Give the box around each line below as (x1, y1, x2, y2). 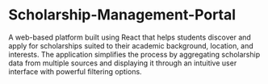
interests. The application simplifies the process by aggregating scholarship (8, 49, 261, 59)
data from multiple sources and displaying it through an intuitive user (8, 58, 237, 68)
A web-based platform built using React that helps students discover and (8, 32, 252, 42)
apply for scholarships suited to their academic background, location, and (8, 40, 254, 50)
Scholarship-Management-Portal (8, 6, 237, 24)
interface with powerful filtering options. (8, 66, 143, 76)
